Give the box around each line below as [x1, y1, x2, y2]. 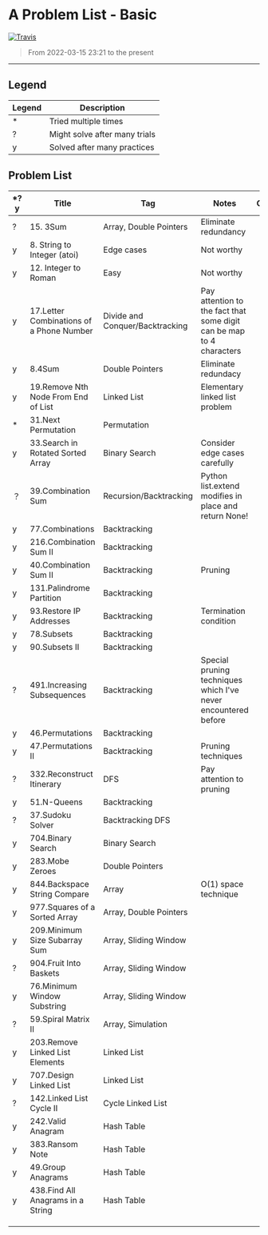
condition [200, 615, 237, 626]
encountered [200, 704, 249, 716]
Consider [200, 437, 235, 448]
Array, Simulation [103, 1018, 167, 1029]
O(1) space [200, 878, 244, 889]
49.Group [30, 1161, 66, 1173]
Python [200, 470, 228, 481]
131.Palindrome [30, 582, 90, 593]
